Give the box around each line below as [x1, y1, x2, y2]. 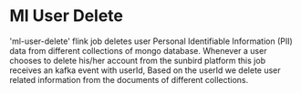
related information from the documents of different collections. [9, 74, 249, 85]
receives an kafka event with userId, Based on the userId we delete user [9, 65, 281, 76]
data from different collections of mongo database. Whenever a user [9, 45, 267, 56]
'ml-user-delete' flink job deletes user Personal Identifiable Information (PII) [9, 36, 294, 46]
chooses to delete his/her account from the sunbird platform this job [9, 55, 266, 66]
